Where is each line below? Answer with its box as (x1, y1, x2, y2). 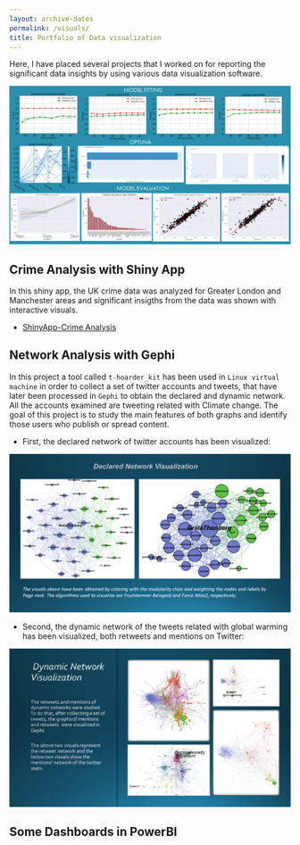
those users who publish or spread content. (9, 418, 170, 429)
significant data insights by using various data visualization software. (9, 68, 263, 79)
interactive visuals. (9, 304, 79, 316)
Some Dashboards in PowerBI (9, 824, 178, 840)
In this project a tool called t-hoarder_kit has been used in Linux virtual (9, 371, 280, 382)
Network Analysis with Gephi (9, 348, 176, 363)
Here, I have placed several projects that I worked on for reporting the (9, 59, 266, 70)
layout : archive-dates (9, 14, 94, 23)
